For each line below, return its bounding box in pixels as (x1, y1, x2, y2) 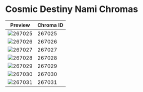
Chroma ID (37, 21, 64, 28)
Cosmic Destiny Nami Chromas (5, 3, 138, 15)
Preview (10, 21, 30, 28)
